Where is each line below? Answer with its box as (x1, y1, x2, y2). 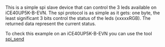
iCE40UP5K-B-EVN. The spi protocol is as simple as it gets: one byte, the (5, 10, 160, 16)
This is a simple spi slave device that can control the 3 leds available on (5, 5, 157, 10)
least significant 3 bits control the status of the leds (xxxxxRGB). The (5, 15, 151, 21)
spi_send (5, 36, 25, 42)
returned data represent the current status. (5, 20, 96, 27)
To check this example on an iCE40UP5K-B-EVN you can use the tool (5, 31, 153, 36)
